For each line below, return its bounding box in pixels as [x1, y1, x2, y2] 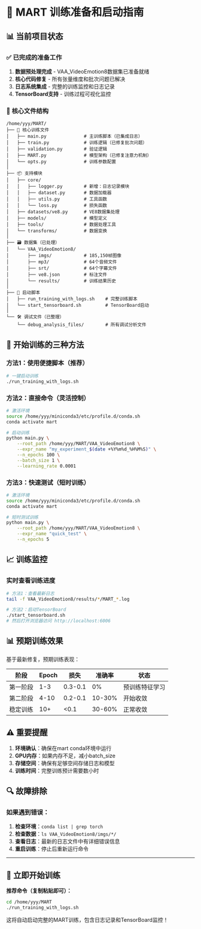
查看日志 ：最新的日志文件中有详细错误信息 [14, 838, 120, 845]
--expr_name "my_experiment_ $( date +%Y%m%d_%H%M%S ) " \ [17, 446, 157, 452]
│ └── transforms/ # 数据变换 [6, 228, 108, 234]
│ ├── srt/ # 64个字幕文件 [6, 266, 117, 272]
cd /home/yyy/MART [6, 899, 52, 905]
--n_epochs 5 [17, 537, 50, 543]
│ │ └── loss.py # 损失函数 [6, 203, 108, 209]
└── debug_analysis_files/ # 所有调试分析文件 [17, 322, 147, 328]
